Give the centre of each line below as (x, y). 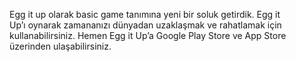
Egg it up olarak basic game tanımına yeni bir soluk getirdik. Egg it (145, 14)
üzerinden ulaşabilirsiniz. (60, 46)
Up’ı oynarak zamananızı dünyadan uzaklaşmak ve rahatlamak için (145, 25)
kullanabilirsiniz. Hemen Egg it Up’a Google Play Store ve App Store (148, 35)
